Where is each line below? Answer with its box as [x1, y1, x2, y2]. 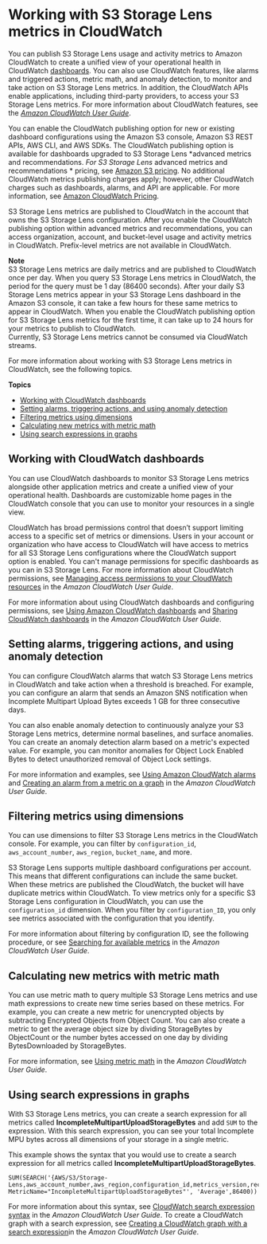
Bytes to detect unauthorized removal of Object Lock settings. [8, 754, 212, 764]
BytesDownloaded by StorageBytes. [8, 1041, 127, 1050]
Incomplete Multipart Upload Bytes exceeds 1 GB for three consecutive [8, 696, 241, 706]
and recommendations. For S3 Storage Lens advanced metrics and [8, 157, 228, 166]
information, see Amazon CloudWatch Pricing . [8, 191, 160, 201]
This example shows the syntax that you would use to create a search [8, 1150, 237, 1160]
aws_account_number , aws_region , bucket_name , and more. [8, 847, 192, 857]
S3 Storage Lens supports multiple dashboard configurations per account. [8, 863, 252, 873]
